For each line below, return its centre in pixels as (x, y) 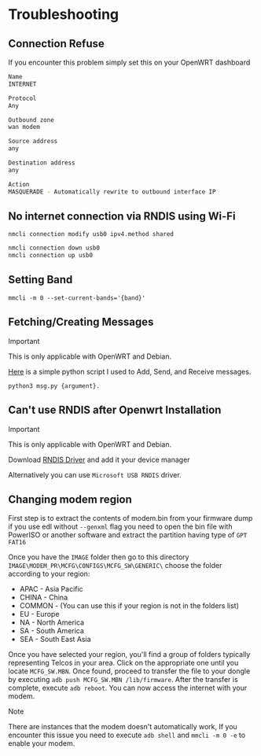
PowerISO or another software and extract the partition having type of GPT (128, 535)
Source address (33, 142)
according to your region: (49, 574)
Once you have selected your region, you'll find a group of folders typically (129, 655)
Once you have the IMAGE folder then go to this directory (99, 557)
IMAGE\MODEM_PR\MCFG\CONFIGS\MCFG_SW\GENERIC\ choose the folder (115, 566)
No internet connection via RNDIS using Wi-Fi (122, 216)
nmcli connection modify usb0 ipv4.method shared (91, 234)
